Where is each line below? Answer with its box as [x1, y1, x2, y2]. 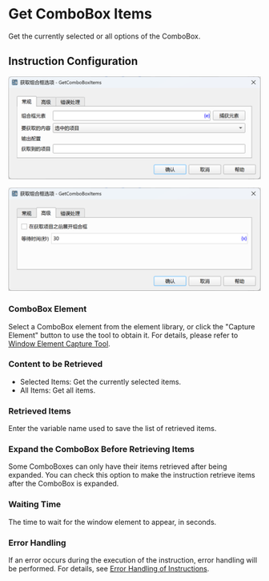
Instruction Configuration [8, 54, 139, 68]
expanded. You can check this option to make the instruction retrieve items [8, 470, 255, 480]
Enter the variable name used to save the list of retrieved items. [8, 424, 217, 434]
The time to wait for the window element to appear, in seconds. [8, 517, 217, 527]
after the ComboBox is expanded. [8, 478, 119, 489]
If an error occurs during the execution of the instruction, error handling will [8, 555, 258, 565]
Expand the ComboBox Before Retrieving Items [8, 444, 195, 455]
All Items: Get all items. [19, 385, 96, 395]
